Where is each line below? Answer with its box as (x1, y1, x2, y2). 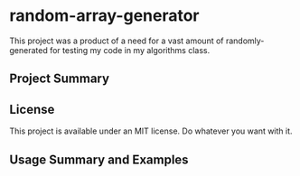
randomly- (225, 35, 265, 46)
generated (9, 44, 48, 55)
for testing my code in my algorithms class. (49, 44, 211, 55)
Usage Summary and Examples (9, 152, 189, 167)
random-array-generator (9, 5, 200, 26)
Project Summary (9, 71, 110, 87)
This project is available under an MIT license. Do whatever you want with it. (9, 125, 293, 136)
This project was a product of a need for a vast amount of (9, 35, 224, 46)
